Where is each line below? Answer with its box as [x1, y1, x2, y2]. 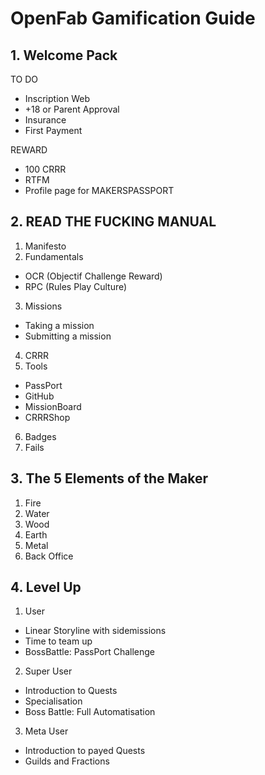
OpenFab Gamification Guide [10, 7, 256, 30]
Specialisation [24, 695, 83, 707]
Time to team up [24, 635, 93, 647]
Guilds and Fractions [24, 755, 110, 767]
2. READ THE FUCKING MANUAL [10, 213, 217, 231]
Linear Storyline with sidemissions [24, 625, 167, 637]
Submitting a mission [24, 330, 112, 342]
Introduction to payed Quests [24, 745, 146, 757]
